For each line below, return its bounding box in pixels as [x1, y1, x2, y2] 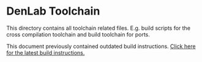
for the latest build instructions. [6, 49, 85, 56]
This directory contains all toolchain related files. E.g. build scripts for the [6, 24, 191, 32]
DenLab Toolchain [6, 4, 100, 18]
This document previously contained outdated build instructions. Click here [6, 43, 196, 50]
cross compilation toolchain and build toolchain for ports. [6, 30, 150, 38]
